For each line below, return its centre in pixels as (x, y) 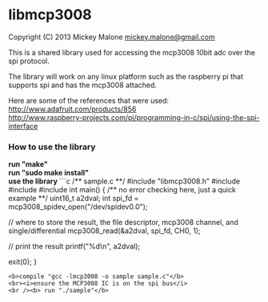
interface (23, 126)
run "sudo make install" (49, 173)
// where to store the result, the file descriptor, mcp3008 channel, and (123, 223)
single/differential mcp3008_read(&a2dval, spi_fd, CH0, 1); (105, 231)
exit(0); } (23, 262)
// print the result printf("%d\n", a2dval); (74, 247)
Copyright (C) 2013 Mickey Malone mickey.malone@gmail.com (112, 37)
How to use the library (52, 147)
